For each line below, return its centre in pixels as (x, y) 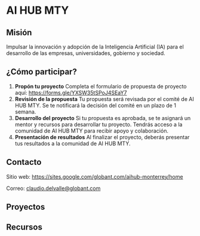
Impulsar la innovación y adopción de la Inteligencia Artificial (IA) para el (95, 47)
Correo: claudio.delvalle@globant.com (53, 188)
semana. (25, 112)
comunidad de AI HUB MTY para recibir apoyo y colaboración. (92, 131)
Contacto (24, 162)
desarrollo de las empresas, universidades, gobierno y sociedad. (86, 53)
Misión (19, 33)
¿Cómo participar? (42, 72)
